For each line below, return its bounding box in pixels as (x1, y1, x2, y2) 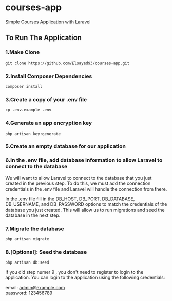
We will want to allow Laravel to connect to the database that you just (5, 175, 152, 181)
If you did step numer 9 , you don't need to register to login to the (5, 269, 144, 275)
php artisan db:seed (5, 260, 50, 266)
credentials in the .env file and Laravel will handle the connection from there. (5, 185, 167, 192)
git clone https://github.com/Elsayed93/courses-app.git (5, 61, 130, 66)
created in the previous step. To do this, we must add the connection (5, 180, 151, 186)
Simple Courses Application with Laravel (5, 18, 91, 25)
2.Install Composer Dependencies (5, 72, 92, 80)
